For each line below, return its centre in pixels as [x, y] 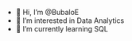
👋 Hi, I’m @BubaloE [47, 12]
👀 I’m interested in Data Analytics [70, 20]
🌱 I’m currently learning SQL [62, 29]
